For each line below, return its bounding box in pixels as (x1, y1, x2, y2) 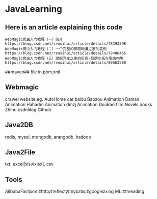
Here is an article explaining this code (5, 23, 123, 31)
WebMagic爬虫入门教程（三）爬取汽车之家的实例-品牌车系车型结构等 (5, 56, 124, 61)
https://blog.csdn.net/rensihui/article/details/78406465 (5, 51, 126, 56)
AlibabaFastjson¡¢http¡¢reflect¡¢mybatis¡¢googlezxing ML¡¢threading (5, 188, 145, 195)
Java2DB (5, 121, 33, 129)
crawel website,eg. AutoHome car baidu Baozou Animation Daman (5, 96, 140, 102)
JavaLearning (5, 3, 62, 15)
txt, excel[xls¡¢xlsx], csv (5, 161, 54, 167)
